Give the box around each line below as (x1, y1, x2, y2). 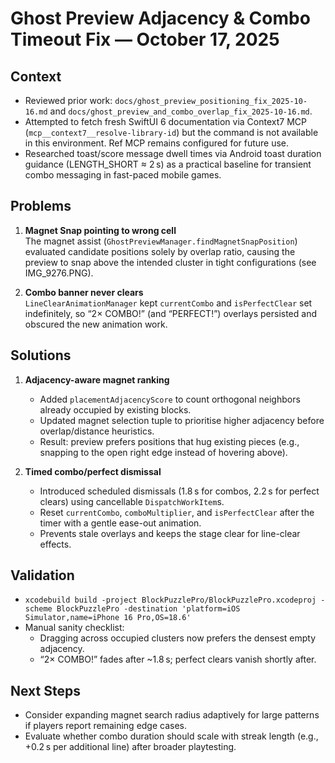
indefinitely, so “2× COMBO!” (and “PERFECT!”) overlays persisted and (24, 307, 317, 319)
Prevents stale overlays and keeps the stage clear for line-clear (39, 527, 301, 539)
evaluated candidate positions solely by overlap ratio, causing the (24, 245, 296, 257)
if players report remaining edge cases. (24, 720, 188, 732)
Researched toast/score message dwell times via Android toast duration (24, 148, 322, 159)
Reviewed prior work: (24, 95, 113, 106)
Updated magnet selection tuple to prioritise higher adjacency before (39, 414, 325, 426)
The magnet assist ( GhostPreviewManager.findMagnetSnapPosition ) (24, 235, 298, 247)
